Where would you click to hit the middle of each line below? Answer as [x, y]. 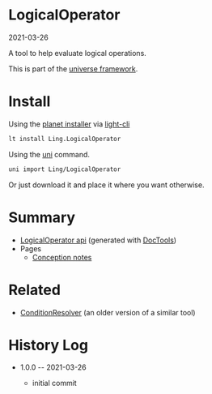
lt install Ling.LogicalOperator [65, 139]
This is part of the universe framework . [73, 69]
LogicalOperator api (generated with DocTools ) [98, 240]
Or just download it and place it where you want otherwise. [106, 185]
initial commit [54, 383]
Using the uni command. [49, 154]
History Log [49, 345]
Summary [42, 217]
